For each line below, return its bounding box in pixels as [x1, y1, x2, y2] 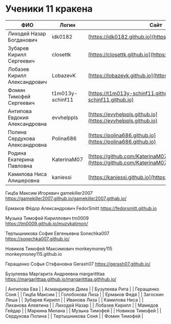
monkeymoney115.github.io [5, 251, 62, 257]
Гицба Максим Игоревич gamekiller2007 [5, 190, 93, 196]
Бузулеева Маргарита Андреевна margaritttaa [5, 271, 105, 277]
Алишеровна [8, 176, 40, 184]
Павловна [8, 162, 33, 169]
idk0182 [51, 33, 73, 40]
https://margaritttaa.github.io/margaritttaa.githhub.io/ [5, 276, 117, 282]
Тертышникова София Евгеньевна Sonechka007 [5, 230, 109, 237]
